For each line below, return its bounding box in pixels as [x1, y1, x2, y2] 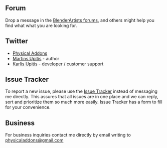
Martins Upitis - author [12, 55, 60, 61]
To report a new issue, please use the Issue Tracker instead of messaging [5, 88, 158, 94]
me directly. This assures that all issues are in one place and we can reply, [5, 94, 158, 100]
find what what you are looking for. [5, 22, 77, 28]
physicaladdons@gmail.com [5, 137, 64, 144]
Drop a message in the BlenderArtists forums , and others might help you [5, 17, 154, 23]
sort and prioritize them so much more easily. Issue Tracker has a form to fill [5, 99, 162, 105]
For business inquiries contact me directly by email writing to [5, 132, 131, 138]
